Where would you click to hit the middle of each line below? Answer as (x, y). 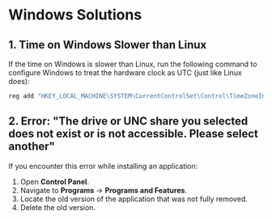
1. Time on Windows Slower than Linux (108, 45)
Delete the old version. (57, 207)
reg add (21, 96)
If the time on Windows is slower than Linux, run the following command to (133, 64)
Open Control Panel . (55, 181)
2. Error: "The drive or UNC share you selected (128, 122)
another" (32, 147)
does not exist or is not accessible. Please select (134, 134)
